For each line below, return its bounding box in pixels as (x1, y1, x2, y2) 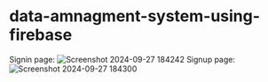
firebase (9, 25, 73, 45)
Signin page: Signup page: (9, 54, 235, 64)
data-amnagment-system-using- (9, 6, 260, 26)
